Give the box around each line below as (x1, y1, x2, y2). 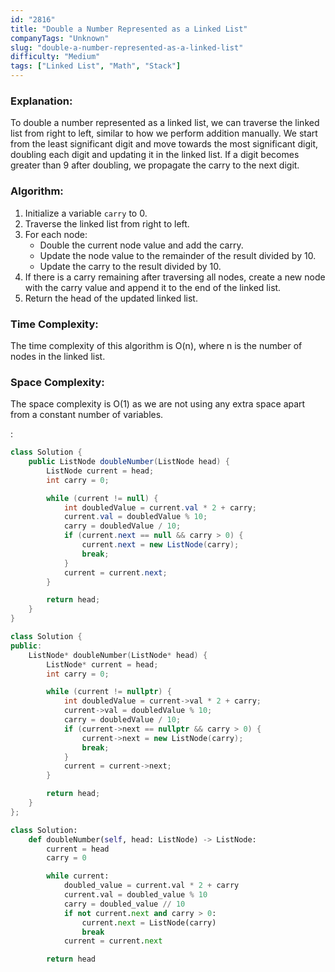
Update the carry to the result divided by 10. (39, 260, 222, 272)
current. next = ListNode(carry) (81, 917, 217, 928)
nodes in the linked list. (10, 350, 106, 362)
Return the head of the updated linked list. (24, 292, 198, 304)
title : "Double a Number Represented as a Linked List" (10, 24, 248, 34)
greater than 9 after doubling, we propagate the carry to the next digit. (10, 159, 300, 171)
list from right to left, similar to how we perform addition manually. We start (10, 127, 318, 140)
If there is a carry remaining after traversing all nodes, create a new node (24, 271, 326, 283)
